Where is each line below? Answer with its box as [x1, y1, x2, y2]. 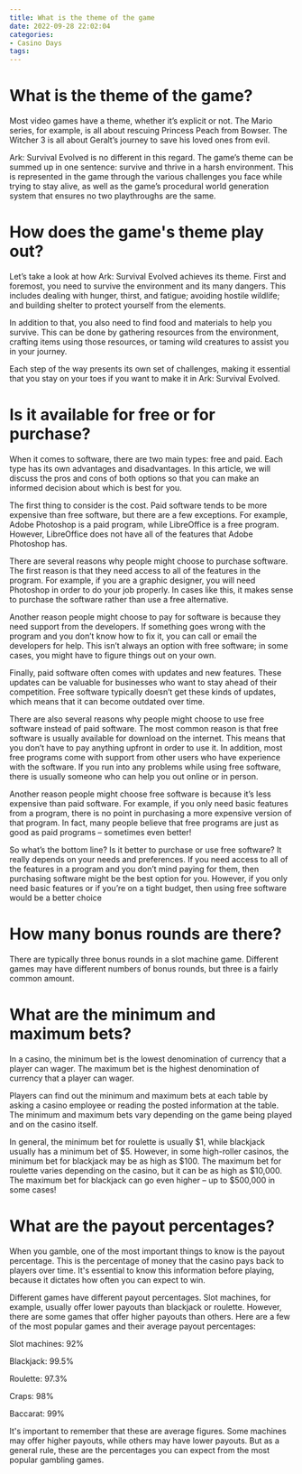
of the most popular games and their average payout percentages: [9, 1321, 257, 1331]
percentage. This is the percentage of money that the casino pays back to [9, 1255, 284, 1266]
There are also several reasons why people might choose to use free [9, 714, 264, 724]
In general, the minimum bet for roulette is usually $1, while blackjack [9, 1136, 266, 1147]
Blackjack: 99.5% [9, 1355, 74, 1367]
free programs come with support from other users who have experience [9, 751, 281, 762]
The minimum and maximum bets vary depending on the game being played [9, 1109, 293, 1119]
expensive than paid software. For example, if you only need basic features [9, 797, 288, 808]
